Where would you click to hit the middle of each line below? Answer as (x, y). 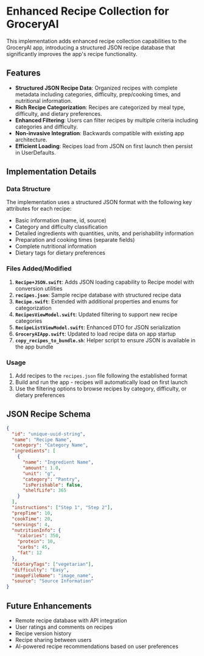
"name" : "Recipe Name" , (42, 440)
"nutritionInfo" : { (37, 530)
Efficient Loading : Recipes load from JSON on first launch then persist (104, 146)
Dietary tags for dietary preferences (60, 253)
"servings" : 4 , (31, 524)
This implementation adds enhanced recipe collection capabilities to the (97, 41)
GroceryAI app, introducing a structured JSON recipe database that (91, 48)
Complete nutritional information (56, 246)
